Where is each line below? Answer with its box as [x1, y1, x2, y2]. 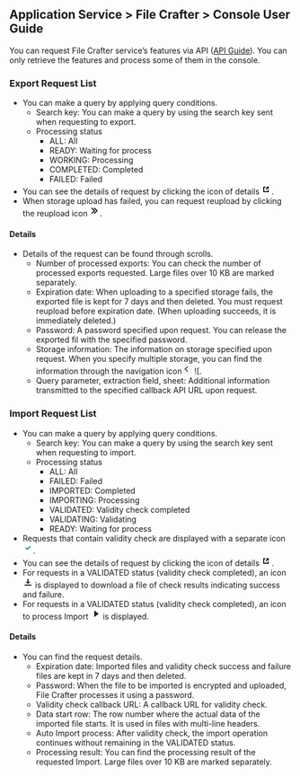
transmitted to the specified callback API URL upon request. [35, 385, 258, 396]
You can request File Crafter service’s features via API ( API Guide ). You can [9, 45, 287, 56]
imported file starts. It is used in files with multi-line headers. [35, 718, 260, 728]
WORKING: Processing [49, 154, 134, 165]
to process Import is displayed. [22, 611, 150, 622]
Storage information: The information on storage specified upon [35, 344, 272, 355]
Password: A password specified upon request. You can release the [35, 325, 287, 336]
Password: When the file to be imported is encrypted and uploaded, [35, 680, 287, 691]
